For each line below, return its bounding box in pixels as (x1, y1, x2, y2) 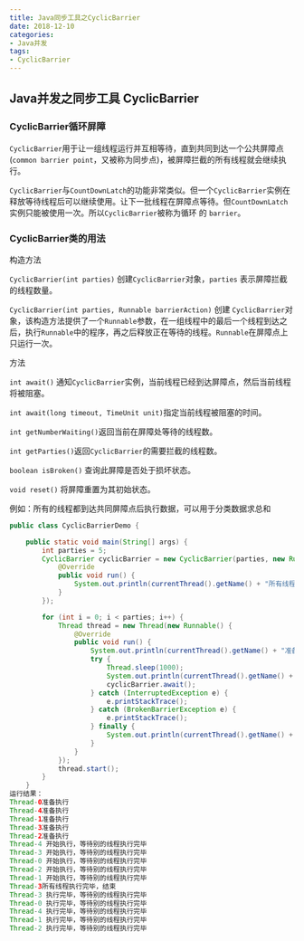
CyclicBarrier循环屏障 (9, 120, 106, 133)
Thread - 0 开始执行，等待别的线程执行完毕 (9, 857, 147, 866)
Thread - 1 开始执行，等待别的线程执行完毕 (9, 873, 147, 882)
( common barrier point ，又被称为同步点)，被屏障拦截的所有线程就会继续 (9, 154, 279, 165)
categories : (9, 30, 54, 39)
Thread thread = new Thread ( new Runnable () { (57, 621, 233, 630)
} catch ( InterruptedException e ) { (90, 689, 229, 698)
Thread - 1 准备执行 (9, 814, 70, 823)
